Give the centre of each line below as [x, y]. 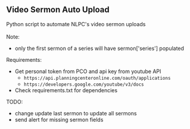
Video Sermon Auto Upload [58, 10]
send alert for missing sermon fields [59, 119]
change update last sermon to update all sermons [76, 113]
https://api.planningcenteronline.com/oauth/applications [97, 78]
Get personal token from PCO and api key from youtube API [88, 71]
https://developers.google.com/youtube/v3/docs [84, 84]
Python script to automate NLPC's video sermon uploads [76, 24]
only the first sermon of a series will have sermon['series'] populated [99, 48]
